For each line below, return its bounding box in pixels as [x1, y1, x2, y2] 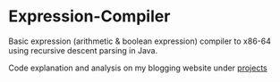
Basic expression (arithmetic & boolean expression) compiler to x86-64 [8, 36, 272, 46]
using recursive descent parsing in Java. [8, 45, 158, 55]
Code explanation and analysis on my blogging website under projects [8, 62, 267, 73]
